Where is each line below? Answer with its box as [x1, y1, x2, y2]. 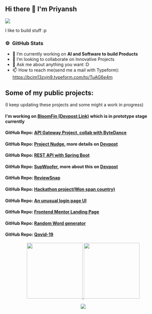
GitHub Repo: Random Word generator [5, 220, 86, 226]
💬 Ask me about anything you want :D [12, 61, 90, 67]
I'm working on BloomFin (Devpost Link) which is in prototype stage [5, 113, 148, 119]
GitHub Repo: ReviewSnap [5, 175, 60, 181]
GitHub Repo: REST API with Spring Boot [5, 152, 90, 158]
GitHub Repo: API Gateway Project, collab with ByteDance [5, 130, 127, 136]
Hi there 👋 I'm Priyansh [5, 5, 77, 13]
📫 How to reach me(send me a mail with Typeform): [12, 67, 120, 73]
